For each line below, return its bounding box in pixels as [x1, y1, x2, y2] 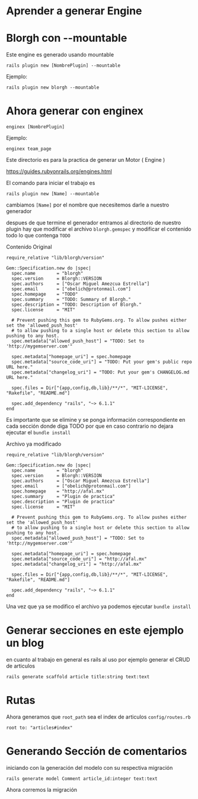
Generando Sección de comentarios [6, 745, 187, 758]
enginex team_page [6, 146, 52, 152]
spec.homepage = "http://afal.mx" [11, 488, 105, 494]
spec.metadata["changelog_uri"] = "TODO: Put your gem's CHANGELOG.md [11, 369, 190, 375]
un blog [6, 637, 44, 650]
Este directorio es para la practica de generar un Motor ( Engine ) [6, 156, 165, 164]
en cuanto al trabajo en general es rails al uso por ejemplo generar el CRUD [6, 656, 190, 663]
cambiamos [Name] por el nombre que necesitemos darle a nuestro [6, 201, 170, 209]
